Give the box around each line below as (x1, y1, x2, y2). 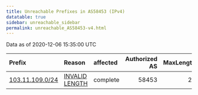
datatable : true (6, 14, 46, 20)
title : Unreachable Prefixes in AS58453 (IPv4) (6, 8, 126, 15)
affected (93, 59, 118, 67)
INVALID (64, 72, 87, 80)
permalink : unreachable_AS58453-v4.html (6, 25, 107, 31)
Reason (64, 59, 85, 67)
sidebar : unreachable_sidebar (6, 19, 81, 25)
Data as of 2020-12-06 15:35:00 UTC (6, 41, 97, 48)
